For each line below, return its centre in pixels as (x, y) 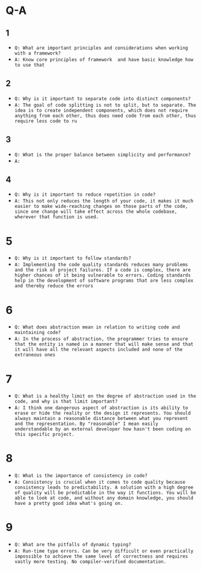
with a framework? (37, 53)
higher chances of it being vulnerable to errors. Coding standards (103, 275)
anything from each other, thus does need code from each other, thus (105, 116)
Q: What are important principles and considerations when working (101, 48)
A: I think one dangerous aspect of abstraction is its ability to (101, 408)
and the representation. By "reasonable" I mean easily (86, 424)
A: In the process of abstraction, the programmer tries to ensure (101, 339)
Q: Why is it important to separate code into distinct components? (103, 99)
